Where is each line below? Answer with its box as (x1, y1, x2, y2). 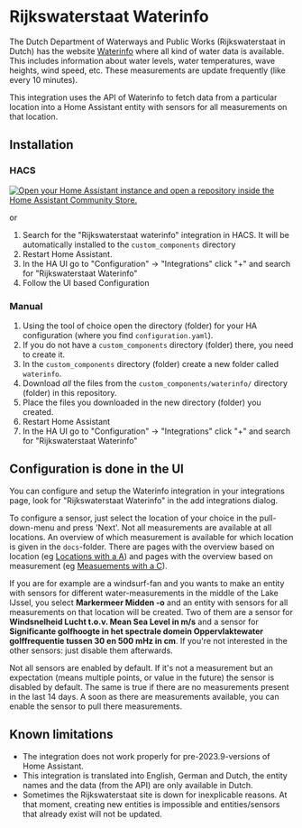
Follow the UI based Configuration (22, 277, 151, 288)
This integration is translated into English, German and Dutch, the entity (22, 769, 288, 781)
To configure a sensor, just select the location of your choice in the (9, 512, 258, 523)
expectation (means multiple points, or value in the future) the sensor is (9, 672, 275, 683)
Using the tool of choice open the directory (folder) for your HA (22, 320, 258, 331)
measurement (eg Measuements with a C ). (9, 560, 169, 571)
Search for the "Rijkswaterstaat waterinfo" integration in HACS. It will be (22, 229, 290, 240)
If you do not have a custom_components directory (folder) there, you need (22, 339, 294, 350)
